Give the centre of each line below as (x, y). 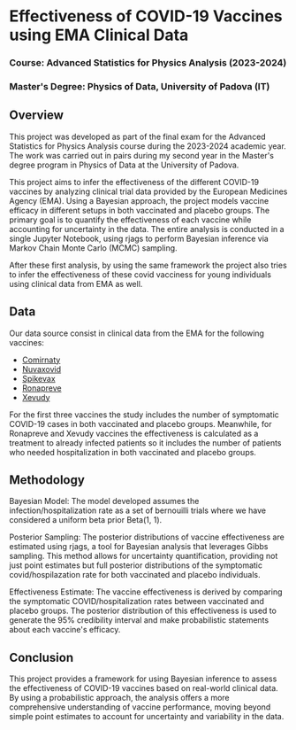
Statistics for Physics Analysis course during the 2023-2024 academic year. (148, 146)
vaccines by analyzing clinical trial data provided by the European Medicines (148, 191)
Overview (37, 116)
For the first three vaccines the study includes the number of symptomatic (144, 415)
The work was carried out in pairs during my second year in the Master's (141, 155)
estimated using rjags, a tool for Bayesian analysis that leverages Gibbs (139, 547)
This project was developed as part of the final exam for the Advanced (138, 136)
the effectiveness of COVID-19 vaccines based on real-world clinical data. (144, 688)
